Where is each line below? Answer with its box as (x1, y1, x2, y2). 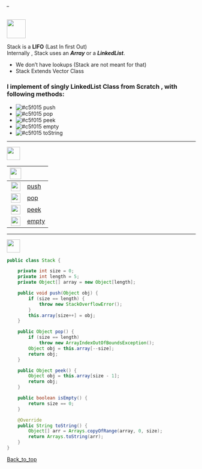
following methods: (7, 90, 65, 98)
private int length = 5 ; (17, 273, 80, 280)
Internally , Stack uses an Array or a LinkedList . (7, 50, 125, 57)
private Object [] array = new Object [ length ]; (17, 279, 136, 285)
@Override (17, 417, 43, 423)
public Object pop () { (17, 329, 74, 335)
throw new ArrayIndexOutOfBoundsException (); (38, 340, 155, 346)
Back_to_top (7, 455, 37, 463)
